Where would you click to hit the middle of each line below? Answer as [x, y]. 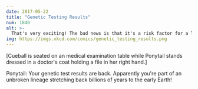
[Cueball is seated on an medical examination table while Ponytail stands [94, 56]
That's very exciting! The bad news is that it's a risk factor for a [100, 34]
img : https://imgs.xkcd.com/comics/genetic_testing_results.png [87, 39]
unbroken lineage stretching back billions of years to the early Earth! [89, 80]
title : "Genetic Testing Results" [49, 17]
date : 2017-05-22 [27, 11]
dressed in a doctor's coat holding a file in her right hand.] [77, 62]
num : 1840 [18, 22]
